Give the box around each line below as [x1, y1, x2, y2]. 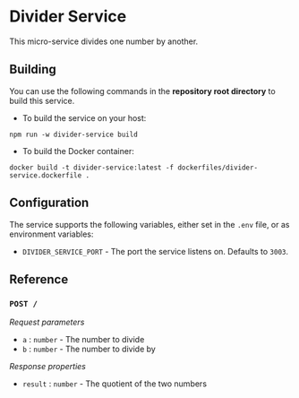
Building [9, 62, 56, 77]
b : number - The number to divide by [21, 343, 157, 355]
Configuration [9, 195, 90, 211]
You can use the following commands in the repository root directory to [9, 85, 276, 96]
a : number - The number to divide [21, 334, 145, 345]
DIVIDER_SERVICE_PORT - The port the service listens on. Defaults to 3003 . [21, 246, 289, 256]
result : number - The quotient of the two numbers [21, 378, 208, 389]
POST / [9, 298, 38, 308]
